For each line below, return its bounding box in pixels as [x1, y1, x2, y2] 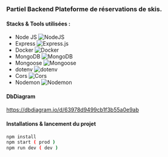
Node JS [15, 33, 38, 41]
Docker [15, 46, 34, 54]
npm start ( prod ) [6, 139, 56, 145]
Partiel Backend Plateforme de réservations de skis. [6, 5, 163, 13]
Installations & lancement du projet [6, 120, 96, 127]
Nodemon [15, 78, 41, 86]
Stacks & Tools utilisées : [6, 20, 71, 27]
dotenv [15, 66, 33, 73]
